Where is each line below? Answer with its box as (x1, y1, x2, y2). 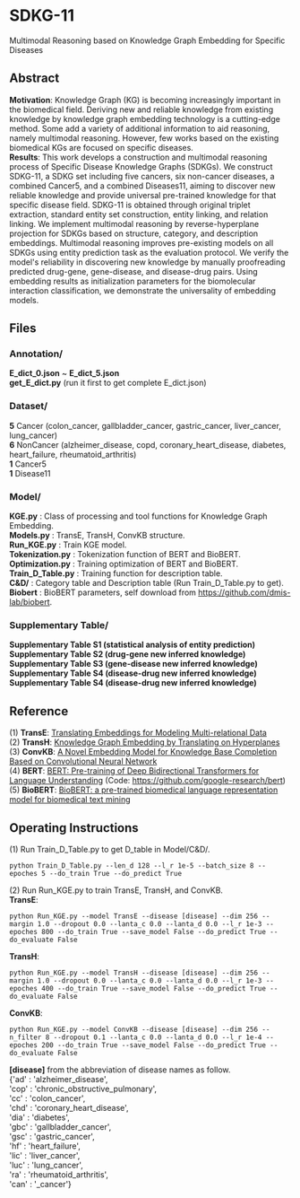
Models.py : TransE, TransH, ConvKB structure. (9, 530, 185, 541)
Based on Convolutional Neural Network (9, 756, 158, 767)
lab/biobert (9, 597, 51, 608)
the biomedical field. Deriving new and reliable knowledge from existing (9, 104, 274, 115)
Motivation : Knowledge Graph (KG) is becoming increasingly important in (9, 94, 281, 105)
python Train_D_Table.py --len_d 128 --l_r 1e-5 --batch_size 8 (9, 861, 254, 870)
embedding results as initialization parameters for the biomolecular (9, 275, 256, 286)
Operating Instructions (9, 820, 139, 835)
